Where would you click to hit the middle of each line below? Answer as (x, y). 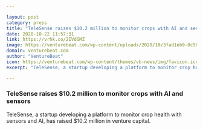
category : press (27, 23)
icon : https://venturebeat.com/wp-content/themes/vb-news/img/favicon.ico (102, 62)
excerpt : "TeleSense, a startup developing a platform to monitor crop (98, 67)
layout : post (23, 17)
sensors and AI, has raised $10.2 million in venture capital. (79, 120)
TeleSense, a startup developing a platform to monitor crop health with (94, 114)
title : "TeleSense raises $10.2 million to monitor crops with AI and (97, 28)
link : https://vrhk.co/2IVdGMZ (46, 40)
